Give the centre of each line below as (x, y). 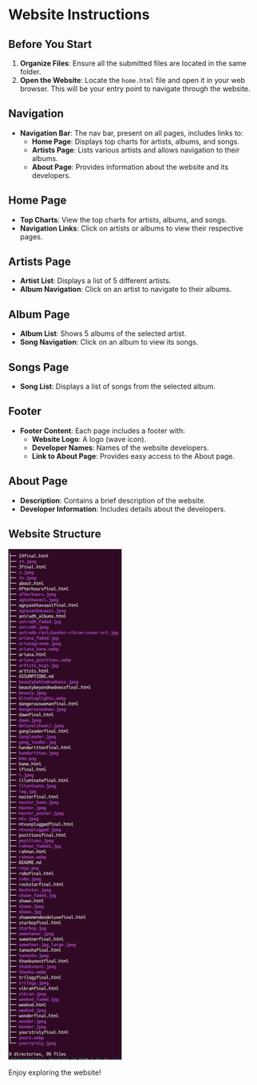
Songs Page (39, 367)
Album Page (39, 314)
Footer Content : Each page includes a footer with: (102, 430)
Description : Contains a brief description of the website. (113, 500)
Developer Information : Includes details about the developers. (123, 509)
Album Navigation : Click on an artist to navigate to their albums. (126, 290)
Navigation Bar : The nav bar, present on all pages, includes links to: (131, 132)
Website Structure (55, 534)
